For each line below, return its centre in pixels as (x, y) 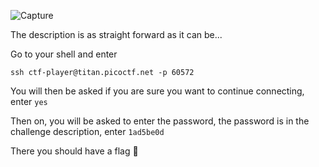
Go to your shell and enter (64, 54)
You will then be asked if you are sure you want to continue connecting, (157, 91)
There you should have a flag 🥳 (74, 151)
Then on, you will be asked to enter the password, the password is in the (160, 121)
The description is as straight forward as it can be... (116, 34)
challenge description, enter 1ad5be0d (87, 131)
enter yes (29, 101)
